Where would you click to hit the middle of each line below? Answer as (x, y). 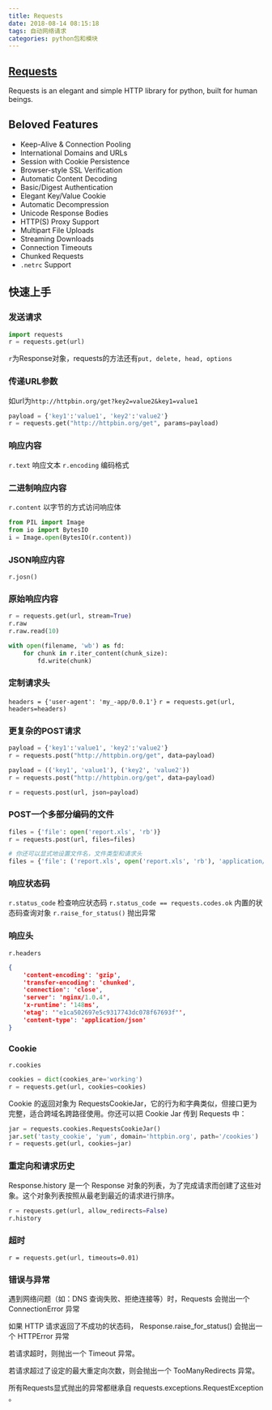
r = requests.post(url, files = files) (72, 839)
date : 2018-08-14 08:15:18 (54, 23)
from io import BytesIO (49, 530)
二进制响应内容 (38, 488)
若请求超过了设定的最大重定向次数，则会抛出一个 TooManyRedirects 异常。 (134, 1370)
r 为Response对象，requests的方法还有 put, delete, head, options (120, 359)
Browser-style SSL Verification (71, 170)
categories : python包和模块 (53, 38)
